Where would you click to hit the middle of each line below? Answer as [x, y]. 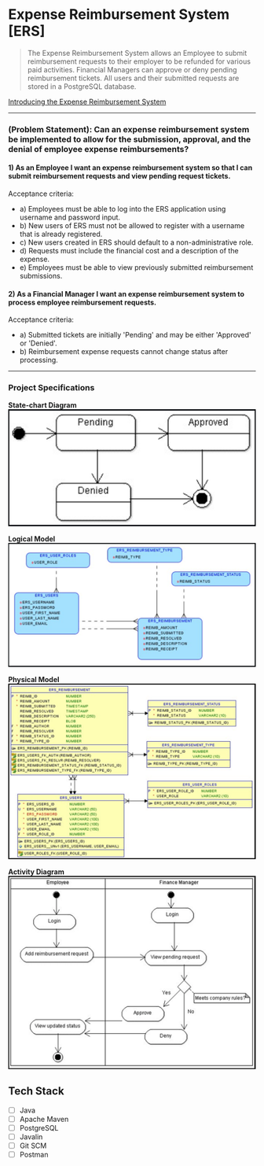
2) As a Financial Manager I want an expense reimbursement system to [126, 293]
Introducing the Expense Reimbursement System [87, 101]
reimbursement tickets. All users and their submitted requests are [133, 78]
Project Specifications [51, 388]
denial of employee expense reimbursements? [99, 149]
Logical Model [32, 539]
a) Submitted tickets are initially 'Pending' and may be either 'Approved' [135, 335]
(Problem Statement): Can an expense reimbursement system [129, 129]
